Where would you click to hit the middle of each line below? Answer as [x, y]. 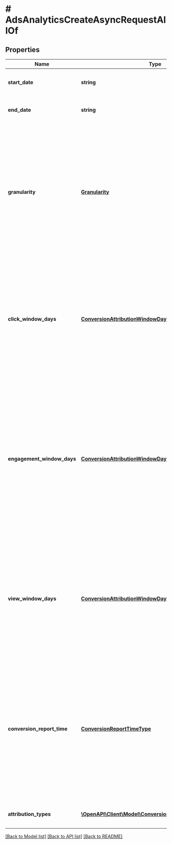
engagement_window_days [42, 459]
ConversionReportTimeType [116, 729]
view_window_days [32, 598]
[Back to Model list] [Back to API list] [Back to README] [64, 836]
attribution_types [29, 814]
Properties [23, 50]
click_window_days [32, 319]
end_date [20, 110]
